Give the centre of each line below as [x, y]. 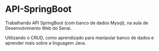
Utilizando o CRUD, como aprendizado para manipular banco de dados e [79, 38]
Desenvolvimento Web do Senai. [39, 28]
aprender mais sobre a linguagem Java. [46, 43]
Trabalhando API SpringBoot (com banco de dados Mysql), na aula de [77, 23]
